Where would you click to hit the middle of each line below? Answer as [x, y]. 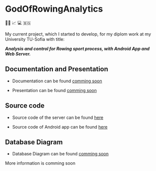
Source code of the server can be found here [58, 117]
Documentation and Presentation [57, 69]
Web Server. [18, 54]
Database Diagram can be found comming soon [60, 154]
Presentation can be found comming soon [54, 90]
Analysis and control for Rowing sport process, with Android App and [78, 48]
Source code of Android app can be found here [60, 127]
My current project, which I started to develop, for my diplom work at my [78, 34]
